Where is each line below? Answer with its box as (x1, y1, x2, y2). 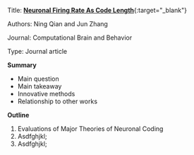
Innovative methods (17, 90, 75, 98)
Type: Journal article (7, 47, 68, 55)
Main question (17, 74, 59, 83)
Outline (7, 111, 30, 119)
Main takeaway (17, 82, 62, 91)
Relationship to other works (17, 97, 97, 105)
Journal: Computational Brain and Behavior (7, 33, 133, 42)
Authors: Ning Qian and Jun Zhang (7, 20, 108, 28)
